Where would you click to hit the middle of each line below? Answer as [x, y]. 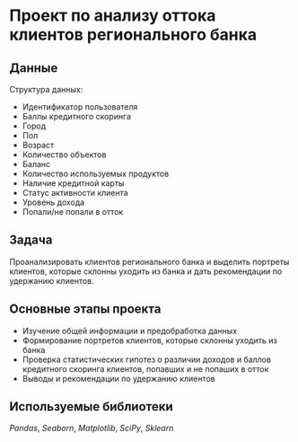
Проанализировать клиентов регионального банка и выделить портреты [149, 261]
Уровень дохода [53, 202]
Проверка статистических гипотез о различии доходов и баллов [147, 359]
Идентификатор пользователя [80, 107]
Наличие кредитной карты [73, 183]
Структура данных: [46, 89]
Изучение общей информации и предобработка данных [130, 331]
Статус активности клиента [75, 193]
